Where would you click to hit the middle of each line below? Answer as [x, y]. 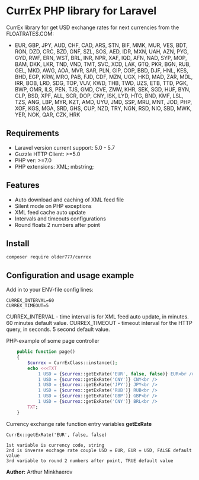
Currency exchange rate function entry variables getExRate [79, 424]
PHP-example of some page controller [53, 341]
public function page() [46, 352]
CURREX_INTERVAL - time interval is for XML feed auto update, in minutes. [98, 317]
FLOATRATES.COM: [30, 33]
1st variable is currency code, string [55, 445]
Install [18, 243]
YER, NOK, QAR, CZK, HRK [47, 115]
